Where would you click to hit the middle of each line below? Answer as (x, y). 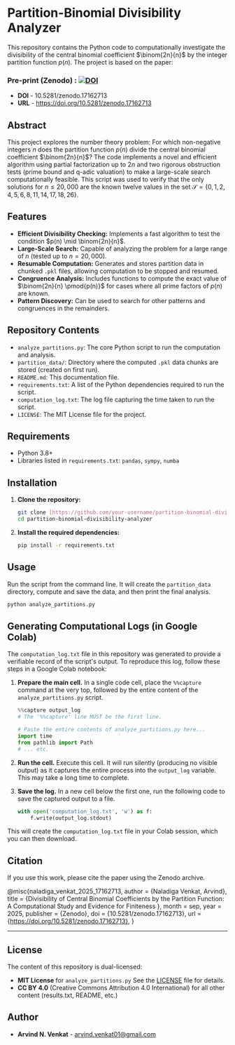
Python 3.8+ (35, 453)
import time (35, 736)
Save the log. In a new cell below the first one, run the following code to (121, 791)
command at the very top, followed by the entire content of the (108, 690)
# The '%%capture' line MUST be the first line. (90, 717)
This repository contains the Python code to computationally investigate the (116, 47)
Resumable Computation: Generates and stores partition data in (111, 263)
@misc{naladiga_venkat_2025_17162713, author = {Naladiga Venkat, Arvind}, (117, 891)
